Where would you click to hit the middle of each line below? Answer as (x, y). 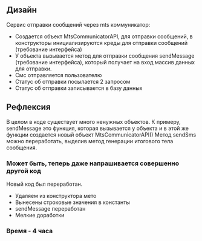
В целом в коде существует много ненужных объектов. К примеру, (94, 121)
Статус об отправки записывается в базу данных (79, 88)
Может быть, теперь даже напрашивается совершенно (93, 163)
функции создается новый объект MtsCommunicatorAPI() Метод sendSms (101, 134)
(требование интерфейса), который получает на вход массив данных (105, 62)
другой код (24, 171)
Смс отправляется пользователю (58, 75)
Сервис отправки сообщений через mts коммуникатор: (78, 24)
